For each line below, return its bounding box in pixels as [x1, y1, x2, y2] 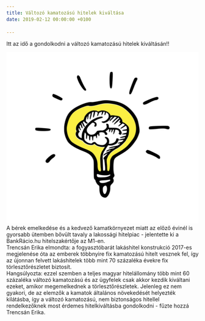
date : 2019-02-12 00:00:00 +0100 [6, 16, 92, 23]
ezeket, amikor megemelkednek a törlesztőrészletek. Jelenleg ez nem [6, 283, 182, 290]
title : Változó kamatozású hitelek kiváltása [6, 10, 124, 16]
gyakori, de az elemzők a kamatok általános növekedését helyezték [6, 289, 176, 297]
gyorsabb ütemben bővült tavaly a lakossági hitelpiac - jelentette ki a [6, 231, 179, 238]
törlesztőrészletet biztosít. [6, 263, 72, 271]
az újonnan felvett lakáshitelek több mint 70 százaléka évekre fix [6, 257, 169, 264]
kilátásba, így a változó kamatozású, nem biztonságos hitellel [6, 296, 160, 303]
